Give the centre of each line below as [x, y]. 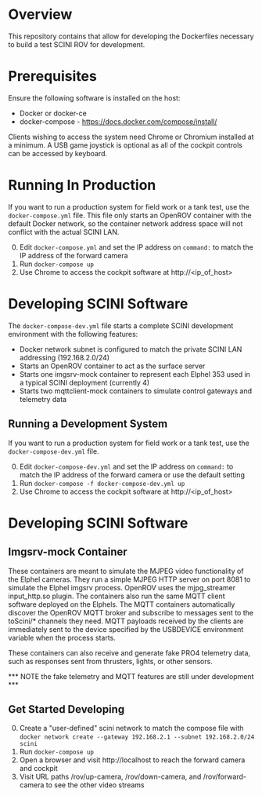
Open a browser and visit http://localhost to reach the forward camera [132, 760]
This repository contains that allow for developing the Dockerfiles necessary [131, 36]
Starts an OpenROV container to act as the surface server [112, 366]
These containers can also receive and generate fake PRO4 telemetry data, [129, 652]
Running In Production [82, 185]
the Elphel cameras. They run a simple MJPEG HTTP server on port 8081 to [129, 579]
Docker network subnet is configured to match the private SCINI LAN [131, 349]
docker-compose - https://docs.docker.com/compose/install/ [118, 121]
